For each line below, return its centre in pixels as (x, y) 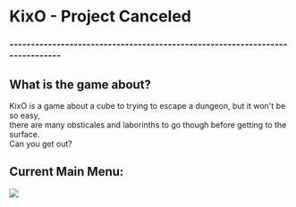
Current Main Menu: (67, 172)
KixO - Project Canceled (101, 17)
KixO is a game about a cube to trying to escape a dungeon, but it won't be (148, 105)
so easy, (25, 115)
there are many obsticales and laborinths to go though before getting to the (148, 124)
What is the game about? (80, 84)
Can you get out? (41, 144)
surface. (25, 134)
